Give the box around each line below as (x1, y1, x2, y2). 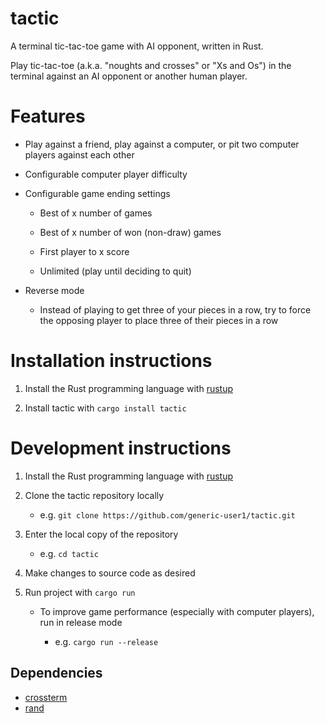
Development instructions (10, 437, 232, 459)
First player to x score (39, 245, 130, 257)
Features (10, 105, 86, 128)
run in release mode (39, 616, 123, 628)
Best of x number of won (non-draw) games (39, 226, 222, 238)
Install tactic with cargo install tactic (24, 402, 187, 414)
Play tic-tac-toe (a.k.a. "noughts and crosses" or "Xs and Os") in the (10, 59, 292, 71)
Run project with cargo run (24, 586, 136, 598)
